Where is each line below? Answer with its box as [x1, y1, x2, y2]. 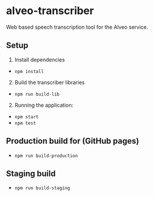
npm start [14, 114, 39, 120]
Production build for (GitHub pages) [6, 136, 139, 146]
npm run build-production [14, 152, 78, 159]
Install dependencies [14, 56, 66, 63]
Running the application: [14, 101, 74, 108]
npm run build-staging [14, 185, 70, 191]
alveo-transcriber [6, 4, 94, 18]
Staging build [6, 168, 56, 178]
